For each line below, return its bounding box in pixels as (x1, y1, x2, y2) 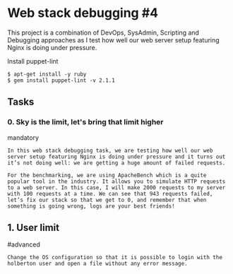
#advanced (7, 240, 41, 249)
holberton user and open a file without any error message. (7, 260, 189, 268)
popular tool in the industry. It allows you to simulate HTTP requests (7, 178, 226, 185)
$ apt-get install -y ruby (7, 71, 87, 78)
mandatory (7, 133, 40, 142)
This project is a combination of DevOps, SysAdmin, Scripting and (7, 28, 200, 37)
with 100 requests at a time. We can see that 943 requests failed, (7, 190, 213, 197)
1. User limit (7, 222, 60, 234)
